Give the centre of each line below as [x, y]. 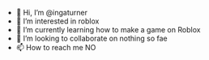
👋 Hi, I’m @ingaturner [51, 13]
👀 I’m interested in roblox [58, 21]
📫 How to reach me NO [56, 47]
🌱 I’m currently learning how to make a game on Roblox [108, 30]
